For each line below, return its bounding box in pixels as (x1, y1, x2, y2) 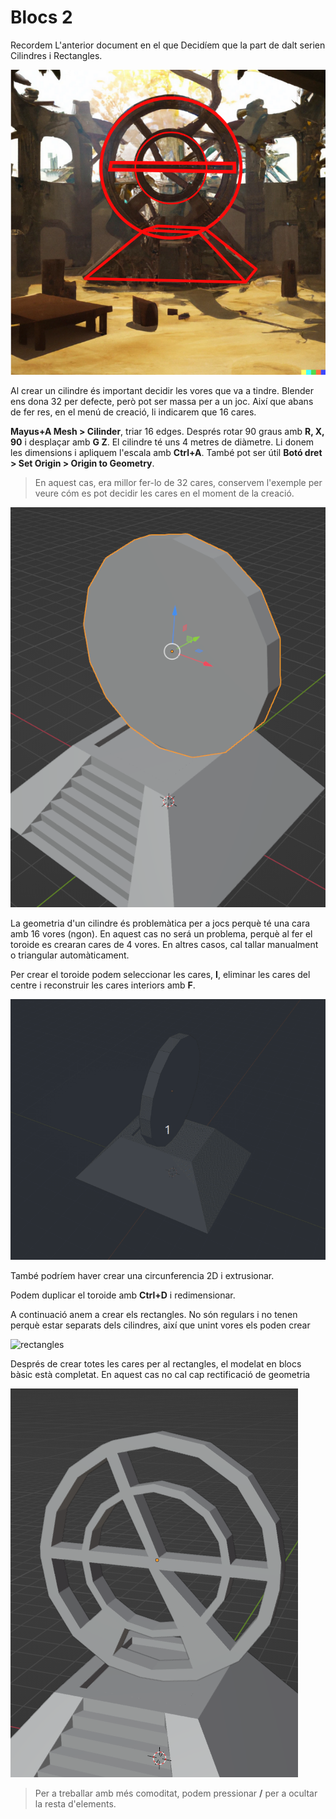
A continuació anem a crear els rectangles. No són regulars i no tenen (10, 1309, 298, 1321)
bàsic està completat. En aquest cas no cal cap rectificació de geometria (10, 1369, 311, 1381)
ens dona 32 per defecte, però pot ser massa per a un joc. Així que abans (10, 395, 314, 407)
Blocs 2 (10, 6, 73, 29)
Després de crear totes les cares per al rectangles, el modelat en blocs (10, 1358, 302, 1370)
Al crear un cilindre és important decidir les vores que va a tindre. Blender (10, 384, 314, 396)
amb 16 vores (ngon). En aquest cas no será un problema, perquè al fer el (10, 928, 313, 940)
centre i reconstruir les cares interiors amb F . (10, 979, 196, 991)
